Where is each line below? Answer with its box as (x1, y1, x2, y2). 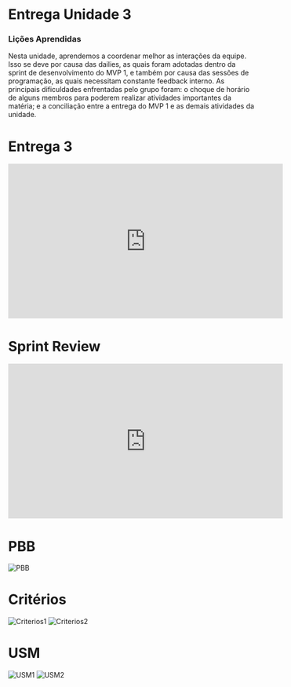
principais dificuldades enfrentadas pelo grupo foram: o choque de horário (8, 85, 250, 94)
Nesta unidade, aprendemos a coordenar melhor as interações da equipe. (8, 51, 247, 61)
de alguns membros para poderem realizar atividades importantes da (8, 93, 231, 103)
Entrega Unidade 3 (8, 6, 132, 24)
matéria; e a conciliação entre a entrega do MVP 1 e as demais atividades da (8, 101, 255, 111)
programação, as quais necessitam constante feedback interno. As (8, 76, 225, 86)
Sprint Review (8, 337, 101, 355)
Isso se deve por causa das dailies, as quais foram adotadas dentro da (8, 60, 236, 69)
